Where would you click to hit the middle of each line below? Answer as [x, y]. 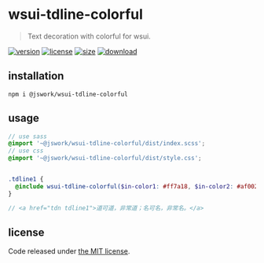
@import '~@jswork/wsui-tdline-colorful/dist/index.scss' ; [107, 144]
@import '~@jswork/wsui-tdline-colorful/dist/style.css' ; [105, 159]
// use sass [27, 136]
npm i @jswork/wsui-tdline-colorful [68, 94]
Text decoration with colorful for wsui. [89, 36]
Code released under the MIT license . [69, 251]
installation [36, 76]
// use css [26, 151]
